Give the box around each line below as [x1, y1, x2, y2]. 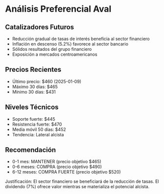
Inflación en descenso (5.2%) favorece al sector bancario [12, 41, 129, 47]
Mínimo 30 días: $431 [12, 89, 56, 95]
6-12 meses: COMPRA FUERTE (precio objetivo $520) [12, 169, 121, 175]
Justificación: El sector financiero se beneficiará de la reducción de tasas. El [5, 178, 159, 184]
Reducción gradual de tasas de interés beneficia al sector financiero [12, 36, 150, 42]
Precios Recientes [5, 65, 62, 74]
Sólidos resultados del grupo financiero [12, 46, 92, 52]
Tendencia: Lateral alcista [12, 131, 64, 137]
